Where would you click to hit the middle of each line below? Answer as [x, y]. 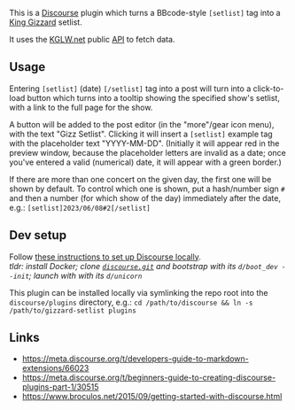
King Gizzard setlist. [46, 22]
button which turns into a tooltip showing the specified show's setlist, [154, 97]
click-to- [268, 89]
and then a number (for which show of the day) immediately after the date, [145, 197]
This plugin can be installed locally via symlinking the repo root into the [139, 292]
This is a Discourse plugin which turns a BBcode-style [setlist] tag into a [145, 13]
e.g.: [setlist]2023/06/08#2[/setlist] [80, 207]
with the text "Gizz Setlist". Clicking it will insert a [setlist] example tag [141, 134]
